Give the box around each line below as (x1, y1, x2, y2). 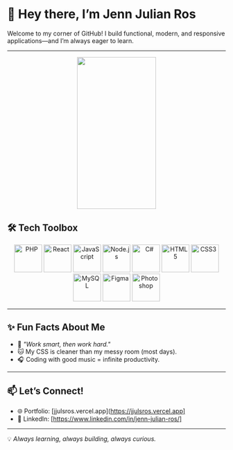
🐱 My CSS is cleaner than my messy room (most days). (17, 347, 178, 356)
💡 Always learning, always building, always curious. (7, 435, 156, 443)
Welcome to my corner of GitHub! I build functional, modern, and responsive (7, 29, 225, 37)
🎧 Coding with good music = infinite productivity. (17, 355, 160, 363)
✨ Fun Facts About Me (7, 322, 105, 333)
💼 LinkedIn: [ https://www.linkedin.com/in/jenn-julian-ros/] (17, 415, 182, 423)
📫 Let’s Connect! (7, 385, 84, 397)
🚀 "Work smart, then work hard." (17, 340, 111, 348)
